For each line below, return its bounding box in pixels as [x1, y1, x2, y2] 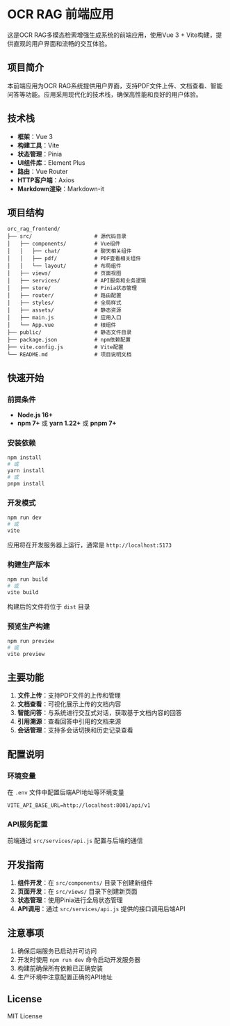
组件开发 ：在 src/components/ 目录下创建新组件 [17, 879, 154, 887]
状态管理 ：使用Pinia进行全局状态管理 [17, 896, 123, 904]
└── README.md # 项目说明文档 [7, 351, 132, 358]
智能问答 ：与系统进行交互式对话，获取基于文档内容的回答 [17, 709, 182, 717]
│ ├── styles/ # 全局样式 [7, 300, 122, 307]
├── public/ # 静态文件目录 [7, 329, 132, 336]
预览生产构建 [7, 621, 51, 631]
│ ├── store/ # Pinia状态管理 [7, 284, 138, 292]
